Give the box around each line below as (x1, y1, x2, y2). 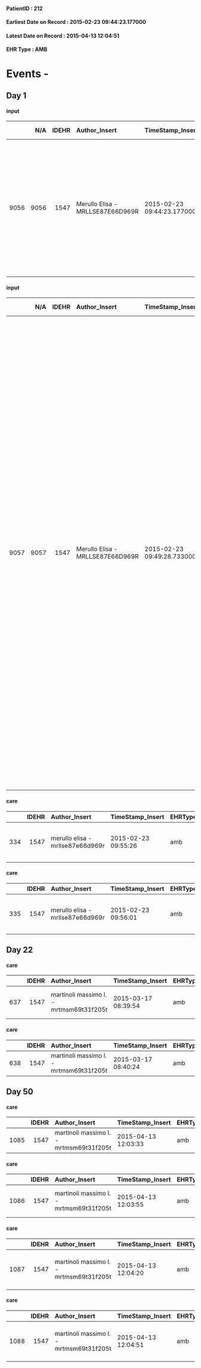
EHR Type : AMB (6, 46, 48, 53)
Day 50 (6, 1087, 33, 1097)
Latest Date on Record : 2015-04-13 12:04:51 (6, 32, 120, 39)
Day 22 (6, 945, 33, 955)
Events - (6, 66, 49, 80)
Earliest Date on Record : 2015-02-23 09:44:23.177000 (6, 19, 147, 26)
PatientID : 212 (6, 5, 43, 12)
